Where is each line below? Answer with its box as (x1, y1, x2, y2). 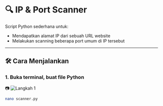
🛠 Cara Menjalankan (5, 57, 69, 66)
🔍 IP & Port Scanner (5, 4, 87, 15)
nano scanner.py (5, 96, 38, 101)
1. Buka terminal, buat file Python (5, 74, 84, 80)
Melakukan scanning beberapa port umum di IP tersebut (12, 38, 125, 44)
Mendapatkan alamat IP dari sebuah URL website (12, 33, 111, 39)
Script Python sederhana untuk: (5, 23, 69, 29)
